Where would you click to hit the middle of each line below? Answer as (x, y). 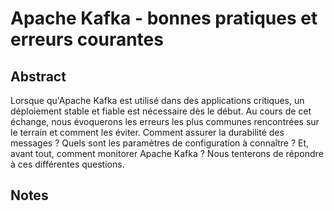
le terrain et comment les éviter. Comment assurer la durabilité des (147, 132)
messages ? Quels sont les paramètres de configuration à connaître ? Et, (160, 143)
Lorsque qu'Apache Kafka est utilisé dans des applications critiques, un (157, 100)
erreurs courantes (87, 39)
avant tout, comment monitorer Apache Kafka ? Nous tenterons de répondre (167, 153)
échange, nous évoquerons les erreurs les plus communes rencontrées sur (165, 121)
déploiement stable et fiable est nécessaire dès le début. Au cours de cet (161, 111)
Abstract (38, 76)
